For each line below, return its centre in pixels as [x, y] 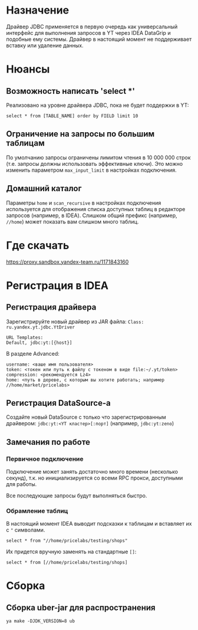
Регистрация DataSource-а [58, 403]
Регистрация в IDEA [57, 285]
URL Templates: [25, 337]
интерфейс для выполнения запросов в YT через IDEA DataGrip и [88, 32]
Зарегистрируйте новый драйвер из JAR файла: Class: [75, 321]
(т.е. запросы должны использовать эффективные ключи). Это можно [95, 163]
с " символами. [26, 530]
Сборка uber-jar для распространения [81, 607]
